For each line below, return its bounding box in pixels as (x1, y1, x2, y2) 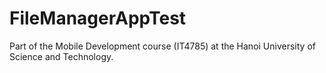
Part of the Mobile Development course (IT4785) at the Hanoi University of (9, 40, 316, 52)
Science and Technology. (9, 50, 114, 62)
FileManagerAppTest (9, 7, 187, 30)
